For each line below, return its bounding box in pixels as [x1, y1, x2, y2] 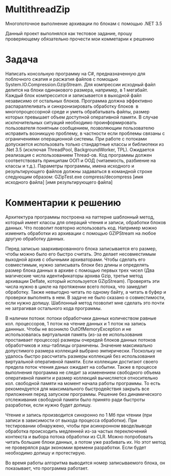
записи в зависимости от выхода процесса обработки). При [5, 417, 137, 423]
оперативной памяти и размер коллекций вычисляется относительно [5, 374, 158, 381]
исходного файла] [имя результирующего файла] [5, 179, 113, 185]
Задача [5, 54, 38, 65]
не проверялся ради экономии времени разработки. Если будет [5, 444, 146, 450]
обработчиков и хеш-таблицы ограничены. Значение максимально [5, 342, 153, 348]
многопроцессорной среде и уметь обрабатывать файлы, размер [5, 108, 150, 114]
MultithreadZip [5, 4, 70, 15]
